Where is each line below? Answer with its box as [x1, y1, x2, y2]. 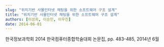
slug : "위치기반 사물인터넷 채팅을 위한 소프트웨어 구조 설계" [5, 7, 117, 13]
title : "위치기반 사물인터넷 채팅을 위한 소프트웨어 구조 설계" [5, 12, 120, 17]
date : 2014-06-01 [5, 21, 42, 27]
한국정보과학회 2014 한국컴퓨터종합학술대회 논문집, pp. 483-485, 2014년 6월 [5, 36, 159, 42]
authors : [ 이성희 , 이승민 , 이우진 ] [5, 17, 71, 22]
